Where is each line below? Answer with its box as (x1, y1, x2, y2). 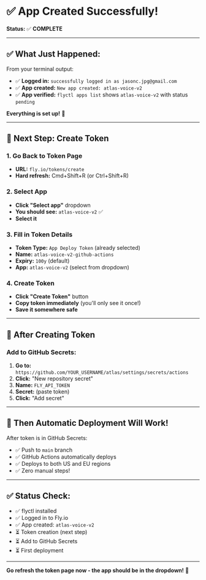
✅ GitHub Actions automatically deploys (15, 453, 116, 460)
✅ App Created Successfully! (6, 4, 158, 18)
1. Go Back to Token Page (6, 152, 83, 160)
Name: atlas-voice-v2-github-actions (15, 250, 114, 258)
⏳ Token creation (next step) (15, 528, 88, 535)
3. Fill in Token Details (6, 230, 73, 239)
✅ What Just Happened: (6, 49, 101, 60)
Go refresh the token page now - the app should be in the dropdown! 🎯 (6, 566, 189, 574)
